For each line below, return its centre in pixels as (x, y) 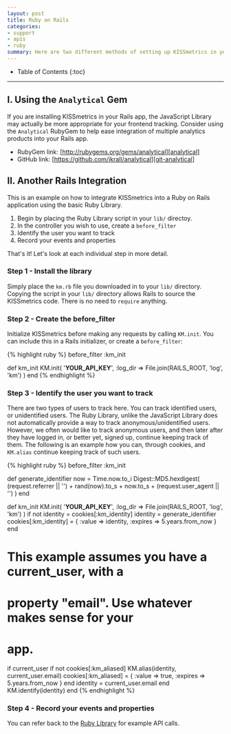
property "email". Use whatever (100, 603)
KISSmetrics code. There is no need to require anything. (87, 301)
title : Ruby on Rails (38, 20)
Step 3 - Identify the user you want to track (80, 393)
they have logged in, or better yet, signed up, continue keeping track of (108, 437)
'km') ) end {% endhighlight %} (51, 375)
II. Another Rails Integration (67, 181)
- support (21, 33)
